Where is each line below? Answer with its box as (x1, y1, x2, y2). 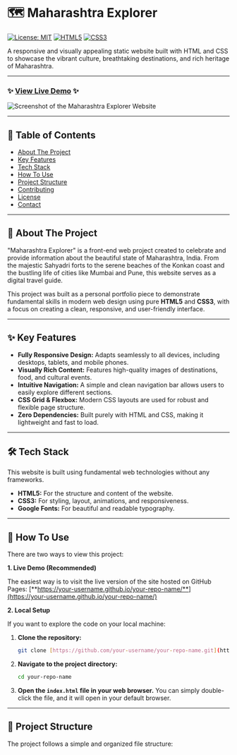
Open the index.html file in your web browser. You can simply (17, 687, 200, 695)
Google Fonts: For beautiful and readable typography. (17, 505, 175, 513)
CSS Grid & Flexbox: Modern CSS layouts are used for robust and (17, 395, 209, 404)
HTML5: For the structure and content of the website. (17, 489, 174, 497)
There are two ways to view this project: (7, 550, 124, 559)
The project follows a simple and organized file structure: (7, 739, 174, 748)
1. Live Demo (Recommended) (7, 564, 97, 572)
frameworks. (7, 476, 44, 484)
